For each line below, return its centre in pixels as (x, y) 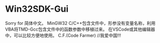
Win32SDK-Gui (37, 9)
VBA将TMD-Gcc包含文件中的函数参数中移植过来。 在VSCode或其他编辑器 (80, 29)
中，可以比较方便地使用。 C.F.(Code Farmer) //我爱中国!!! (63, 35)
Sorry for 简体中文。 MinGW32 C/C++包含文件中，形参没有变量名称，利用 (80, 23)
